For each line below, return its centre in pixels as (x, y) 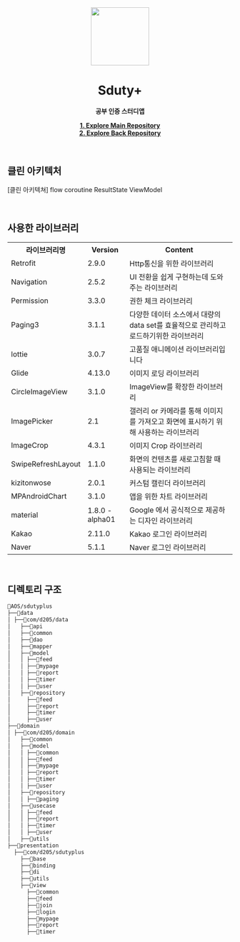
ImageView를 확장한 (162, 386)
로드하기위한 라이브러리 (167, 336)
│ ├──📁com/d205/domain (41, 733)
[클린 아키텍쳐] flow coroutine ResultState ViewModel (85, 189)
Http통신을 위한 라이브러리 (172, 264)
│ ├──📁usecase (31, 806)
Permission (30, 301)
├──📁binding (38, 866)
